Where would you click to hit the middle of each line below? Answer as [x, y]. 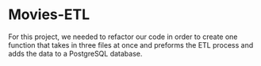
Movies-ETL [49, 15]
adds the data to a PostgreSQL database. [75, 53]
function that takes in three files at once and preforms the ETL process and [131, 45]
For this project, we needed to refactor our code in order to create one [123, 37]
